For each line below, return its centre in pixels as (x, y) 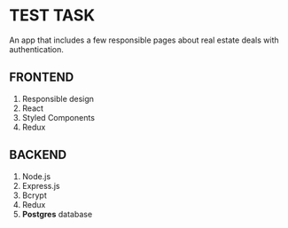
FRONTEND (42, 78)
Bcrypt (34, 195)
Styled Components (58, 117)
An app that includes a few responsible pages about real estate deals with (144, 40)
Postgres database (57, 214)
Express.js (41, 185)
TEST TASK (52, 16)
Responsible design (58, 98)
